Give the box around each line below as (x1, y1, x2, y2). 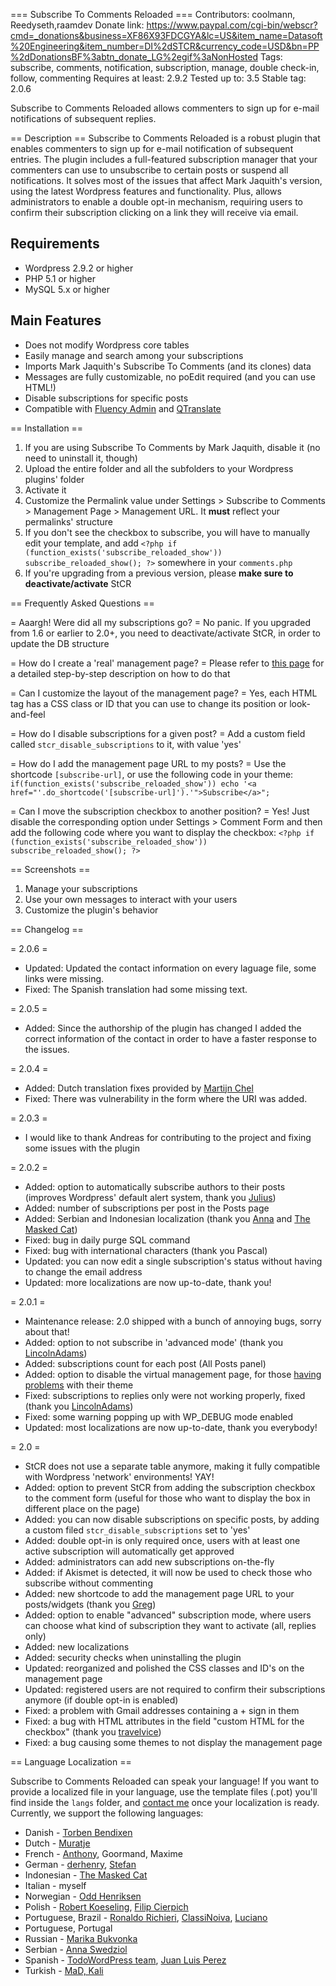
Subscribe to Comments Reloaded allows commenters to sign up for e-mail (10, 102, 320, 114)
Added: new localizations (24, 1640, 130, 1653)
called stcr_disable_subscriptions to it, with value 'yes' (10, 738, 242, 750)
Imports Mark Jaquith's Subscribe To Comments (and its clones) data (24, 360, 312, 372)
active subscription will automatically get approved (24, 1545, 235, 1557)
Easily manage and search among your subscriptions (24, 349, 244, 361)
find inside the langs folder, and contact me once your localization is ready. (10, 1796, 320, 1808)
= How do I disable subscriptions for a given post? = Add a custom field (10, 727, 306, 739)
